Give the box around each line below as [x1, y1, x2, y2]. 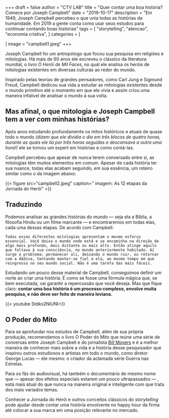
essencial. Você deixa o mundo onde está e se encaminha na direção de [5, 238, 159, 244]
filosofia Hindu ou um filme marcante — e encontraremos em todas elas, [5, 219, 156, 225]
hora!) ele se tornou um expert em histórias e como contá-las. [5, 144, 135, 150]
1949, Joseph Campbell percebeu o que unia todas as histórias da [5, 15, 143, 21]
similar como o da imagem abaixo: [5, 170, 77, 176]
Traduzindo [5, 200, 42, 209]
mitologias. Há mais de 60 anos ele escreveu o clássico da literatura [5, 56, 147, 62]
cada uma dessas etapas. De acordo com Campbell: [5, 224, 114, 230]
